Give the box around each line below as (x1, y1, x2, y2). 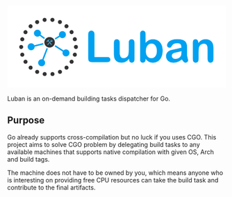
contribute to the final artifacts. (7, 183, 96, 191)
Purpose (7, 114, 45, 126)
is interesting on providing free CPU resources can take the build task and (7, 175, 219, 184)
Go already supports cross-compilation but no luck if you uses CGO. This (7, 132, 217, 141)
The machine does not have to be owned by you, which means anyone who (7, 169, 224, 177)
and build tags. (7, 155, 50, 163)
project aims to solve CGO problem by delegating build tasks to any (7, 140, 200, 148)
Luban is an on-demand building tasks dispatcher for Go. (7, 94, 171, 103)
